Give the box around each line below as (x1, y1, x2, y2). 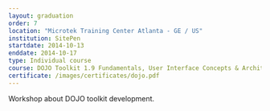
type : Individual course (8, 57, 92, 65)
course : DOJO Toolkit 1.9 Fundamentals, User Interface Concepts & (8, 64, 239, 72)
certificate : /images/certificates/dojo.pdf (8, 72, 160, 80)
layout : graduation (8, 11, 74, 20)
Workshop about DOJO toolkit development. (8, 93, 155, 103)
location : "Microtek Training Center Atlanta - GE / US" (8, 27, 203, 35)
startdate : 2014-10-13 (8, 42, 84, 50)
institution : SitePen (8, 34, 81, 43)
